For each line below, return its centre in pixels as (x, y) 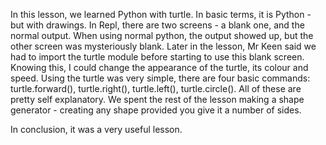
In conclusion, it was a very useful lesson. (96, 129)
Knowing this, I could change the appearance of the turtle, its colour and (159, 67)
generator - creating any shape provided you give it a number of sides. (156, 110)
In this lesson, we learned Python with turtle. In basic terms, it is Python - (161, 14)
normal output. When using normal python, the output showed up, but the (162, 35)
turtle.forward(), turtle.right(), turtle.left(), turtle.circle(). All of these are (156, 88)
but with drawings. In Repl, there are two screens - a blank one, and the (157, 25)
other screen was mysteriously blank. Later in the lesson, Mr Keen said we (163, 46)
